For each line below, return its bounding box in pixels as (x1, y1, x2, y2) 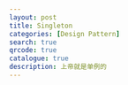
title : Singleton (9, 21, 73, 30)
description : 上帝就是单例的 (9, 63, 108, 72)
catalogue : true (9, 54, 69, 63)
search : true (9, 37, 57, 47)
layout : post (9, 12, 57, 22)
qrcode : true (9, 46, 57, 55)
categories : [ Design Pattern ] (9, 29, 121, 38)
